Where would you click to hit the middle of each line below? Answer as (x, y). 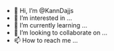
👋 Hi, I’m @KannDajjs (44, 11)
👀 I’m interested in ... (43, 18)
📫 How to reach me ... (46, 40)
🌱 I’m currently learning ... (50, 25)
